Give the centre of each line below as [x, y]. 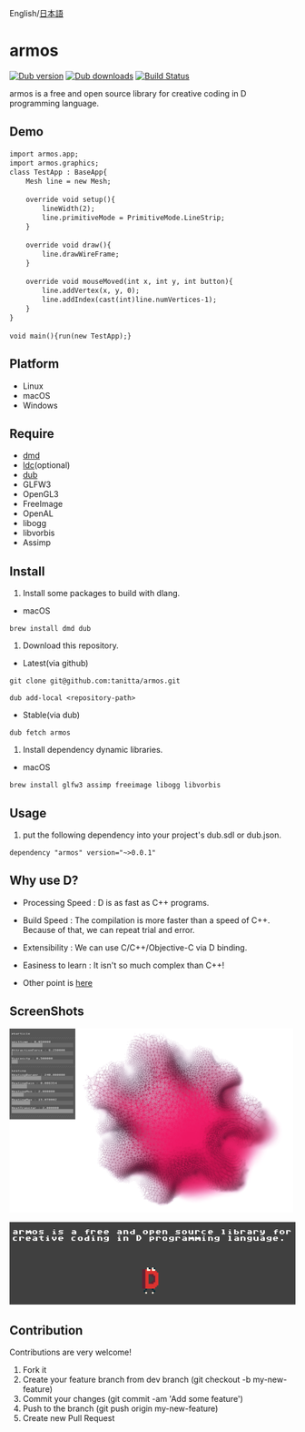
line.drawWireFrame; [81, 254]
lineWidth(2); [69, 208]
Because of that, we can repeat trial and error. [108, 929]
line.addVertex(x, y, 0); [91, 290]
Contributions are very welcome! [70, 1352]
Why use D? [44, 881]
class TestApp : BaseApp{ [58, 172]
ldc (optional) [46, 465]
